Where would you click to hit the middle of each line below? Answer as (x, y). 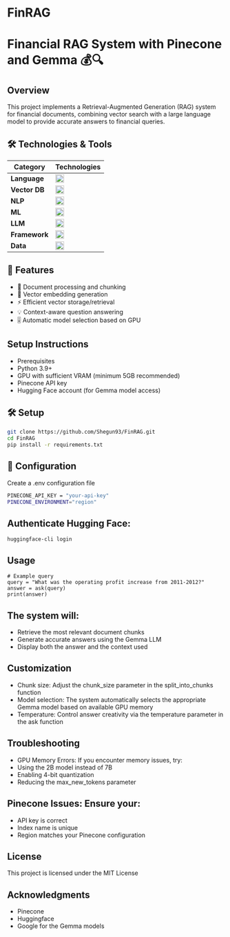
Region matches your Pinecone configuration (81, 835)
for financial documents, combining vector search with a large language (109, 114)
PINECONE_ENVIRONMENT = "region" (52, 502)
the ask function (40, 721)
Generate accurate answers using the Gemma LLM (89, 640)
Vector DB (28, 190)
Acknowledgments (49, 895)
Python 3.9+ (35, 368)
